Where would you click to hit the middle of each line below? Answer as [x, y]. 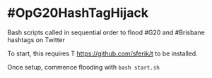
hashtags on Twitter [36, 39]
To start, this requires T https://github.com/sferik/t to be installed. [102, 53]
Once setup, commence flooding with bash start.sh [84, 67]
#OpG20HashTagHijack [78, 13]
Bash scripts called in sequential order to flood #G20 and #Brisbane [106, 32]
